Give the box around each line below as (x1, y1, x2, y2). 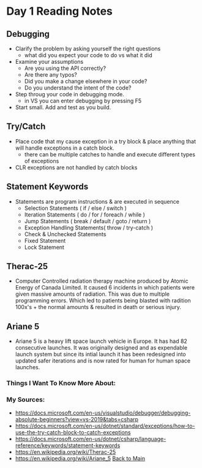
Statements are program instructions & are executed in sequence (15, 198, 179, 205)
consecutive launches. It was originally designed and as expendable (15, 344, 188, 351)
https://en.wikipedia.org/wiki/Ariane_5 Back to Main (15, 455, 146, 462)
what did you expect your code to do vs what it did (24, 52, 153, 59)
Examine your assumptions (15, 58, 84, 65)
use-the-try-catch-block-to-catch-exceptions (15, 429, 131, 436)
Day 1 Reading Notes (6, 4, 113, 18)
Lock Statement (24, 244, 64, 251)
